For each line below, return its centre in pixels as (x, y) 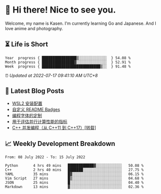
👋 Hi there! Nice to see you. (60, 10)
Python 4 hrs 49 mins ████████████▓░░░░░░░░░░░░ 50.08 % (74, 166)
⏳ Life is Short (27, 44)
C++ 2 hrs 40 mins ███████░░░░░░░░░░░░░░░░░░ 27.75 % (74, 170)
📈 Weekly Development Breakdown (60, 143)
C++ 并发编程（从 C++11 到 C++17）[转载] (54, 128)
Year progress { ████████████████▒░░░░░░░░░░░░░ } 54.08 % (68, 58)
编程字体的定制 (27, 115)
